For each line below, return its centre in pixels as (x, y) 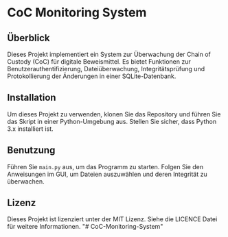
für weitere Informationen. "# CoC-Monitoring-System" (85, 227)
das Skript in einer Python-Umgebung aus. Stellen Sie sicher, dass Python (112, 121)
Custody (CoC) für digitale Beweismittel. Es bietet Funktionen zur (99, 62)
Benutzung (31, 150)
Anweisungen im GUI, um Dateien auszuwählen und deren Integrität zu (107, 174)
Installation (32, 98)
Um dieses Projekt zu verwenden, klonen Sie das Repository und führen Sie (114, 114)
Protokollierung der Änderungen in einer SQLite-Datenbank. (92, 76)
